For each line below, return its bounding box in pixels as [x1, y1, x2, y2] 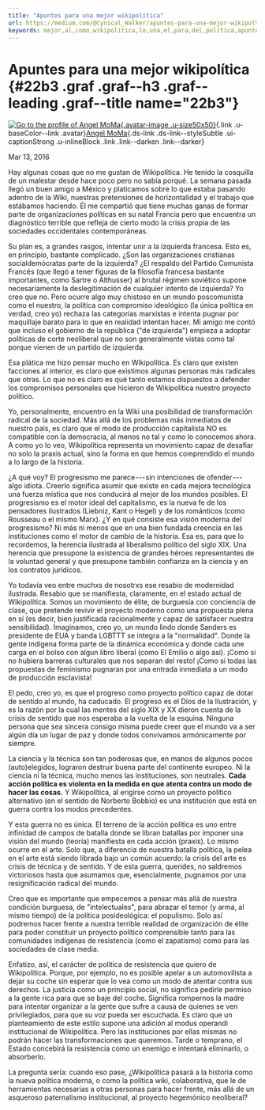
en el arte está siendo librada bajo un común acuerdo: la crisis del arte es [8, 854, 247, 863]
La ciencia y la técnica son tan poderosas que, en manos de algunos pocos [8, 754, 253, 763]
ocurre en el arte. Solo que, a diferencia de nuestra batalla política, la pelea [8, 845, 252, 854]
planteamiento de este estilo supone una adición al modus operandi [8, 1018, 229, 1029]
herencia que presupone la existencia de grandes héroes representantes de [8, 548, 255, 558]
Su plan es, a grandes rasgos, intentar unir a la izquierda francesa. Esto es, [8, 242, 252, 252]
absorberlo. [8, 1052, 46, 1062]
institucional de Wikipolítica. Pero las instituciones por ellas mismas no [8, 1027, 237, 1036]
